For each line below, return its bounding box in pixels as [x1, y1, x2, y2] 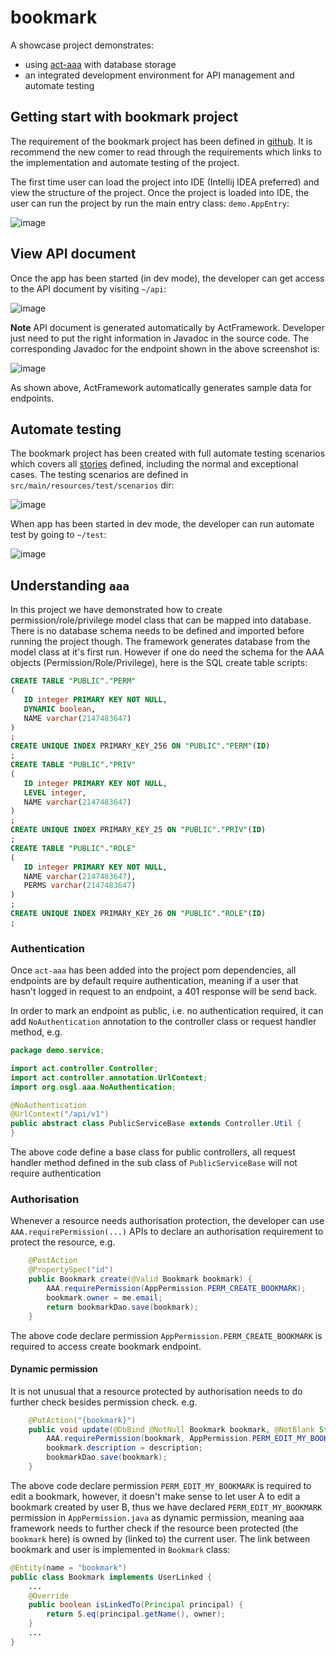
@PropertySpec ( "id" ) [28, 1265, 114, 1275]
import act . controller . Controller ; [10, 1063, 159, 1073]
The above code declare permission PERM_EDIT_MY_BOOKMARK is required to [10, 1479, 312, 1491]
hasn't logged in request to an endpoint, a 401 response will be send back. [10, 986, 318, 998]
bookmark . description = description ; [46, 1443, 203, 1453]
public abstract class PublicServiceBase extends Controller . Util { [10, 1119, 302, 1129]
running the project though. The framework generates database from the [10, 636, 311, 648]
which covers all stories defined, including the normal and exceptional [10, 458, 299, 470]
